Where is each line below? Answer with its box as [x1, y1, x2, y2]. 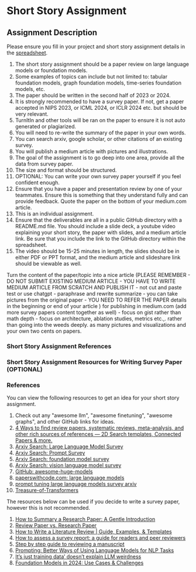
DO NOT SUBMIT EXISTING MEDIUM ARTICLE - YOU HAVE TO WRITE [6, 277, 176, 285]
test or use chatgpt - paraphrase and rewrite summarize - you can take [6, 290, 178, 297]
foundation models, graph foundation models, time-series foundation [15, 79, 182, 86]
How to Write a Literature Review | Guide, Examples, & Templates [15, 528, 172, 535]
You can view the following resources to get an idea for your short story [6, 394, 180, 401]
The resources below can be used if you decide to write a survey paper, [6, 498, 180, 505]
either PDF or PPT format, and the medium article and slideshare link [15, 254, 181, 260]
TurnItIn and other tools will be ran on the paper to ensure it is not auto [15, 117, 186, 124]
